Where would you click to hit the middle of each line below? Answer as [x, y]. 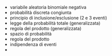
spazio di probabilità [31, 34]
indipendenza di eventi [33, 44]
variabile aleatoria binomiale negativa [48, 7]
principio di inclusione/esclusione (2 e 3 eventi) [58, 18]
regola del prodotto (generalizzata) [46, 28]
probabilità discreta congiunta [41, 12]
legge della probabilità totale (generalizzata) [55, 23]
